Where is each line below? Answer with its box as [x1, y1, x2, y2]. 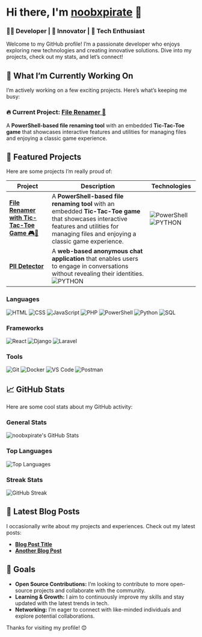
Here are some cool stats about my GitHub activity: [6, 403, 133, 410]
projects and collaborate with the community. [33, 587, 146, 594]
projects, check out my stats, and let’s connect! [6, 53, 123, 61]
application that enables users [52, 255, 138, 263]
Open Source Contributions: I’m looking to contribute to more [14, 580, 170, 588]
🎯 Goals [6, 564, 36, 575]
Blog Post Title [14, 540, 52, 547]
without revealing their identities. [52, 270, 144, 278]
